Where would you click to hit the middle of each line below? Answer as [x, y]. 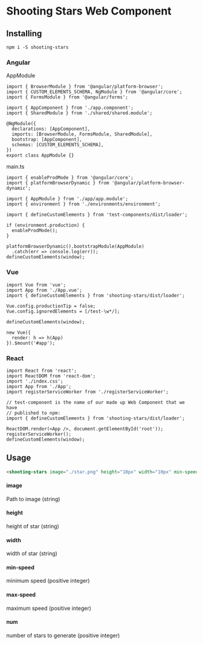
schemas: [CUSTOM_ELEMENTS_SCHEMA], [58, 145]
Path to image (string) [33, 499]
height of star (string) [33, 526]
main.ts [15, 167]
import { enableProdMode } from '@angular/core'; [70, 178]
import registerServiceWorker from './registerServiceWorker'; [88, 392]
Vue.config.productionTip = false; [51, 306]
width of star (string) [32, 554]
